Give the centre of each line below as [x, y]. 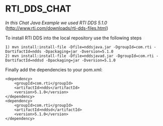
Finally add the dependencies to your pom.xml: [54, 70]
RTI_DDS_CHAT [38, 9]
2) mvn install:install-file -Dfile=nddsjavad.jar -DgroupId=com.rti [80, 56]
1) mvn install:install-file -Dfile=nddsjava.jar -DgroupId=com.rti [78, 47]
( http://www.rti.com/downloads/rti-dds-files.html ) [57, 28]
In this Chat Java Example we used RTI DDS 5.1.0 [56, 23]
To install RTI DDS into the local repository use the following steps [73, 38]
